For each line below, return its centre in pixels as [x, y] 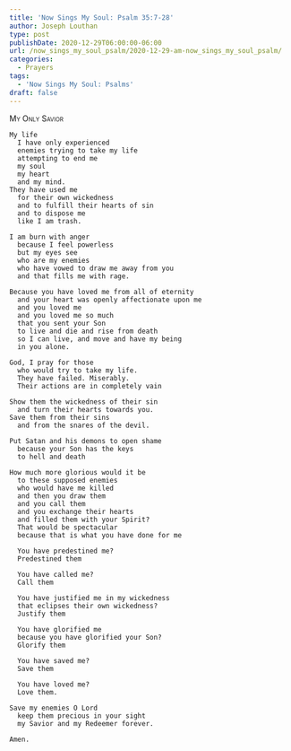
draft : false [34, 92]
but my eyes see [47, 252]
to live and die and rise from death [88, 331]
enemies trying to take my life [78, 150]
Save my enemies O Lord [54, 708]
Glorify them [42, 645]
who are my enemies [54, 260]
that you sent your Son [61, 323]
